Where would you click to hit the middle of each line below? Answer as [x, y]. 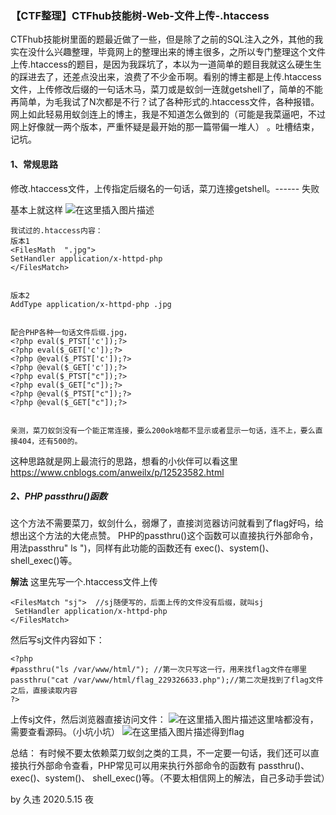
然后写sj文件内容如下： [57, 640]
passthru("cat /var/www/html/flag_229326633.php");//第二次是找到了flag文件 [167, 680]
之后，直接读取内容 [44, 691]
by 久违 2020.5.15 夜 [52, 799]
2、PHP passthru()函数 [59, 496]
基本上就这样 [36, 209]
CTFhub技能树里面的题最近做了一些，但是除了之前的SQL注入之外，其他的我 [167, 39]
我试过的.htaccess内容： [56, 230]
